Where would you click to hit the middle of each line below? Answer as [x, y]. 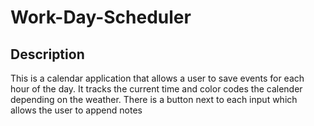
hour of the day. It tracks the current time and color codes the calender [156, 89]
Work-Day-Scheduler [101, 17]
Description [47, 54]
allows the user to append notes [76, 110]
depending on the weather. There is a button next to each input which [154, 99]
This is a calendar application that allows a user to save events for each [157, 78]
